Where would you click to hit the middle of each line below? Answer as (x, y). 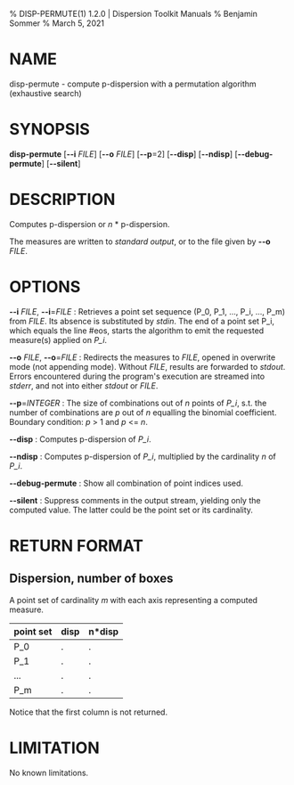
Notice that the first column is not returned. (88, 712)
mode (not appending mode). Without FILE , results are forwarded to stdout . (147, 366)
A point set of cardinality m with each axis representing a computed (134, 600)
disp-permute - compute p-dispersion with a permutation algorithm (133, 84)
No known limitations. (49, 773)
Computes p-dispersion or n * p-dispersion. (90, 224)
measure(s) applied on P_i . (58, 339)
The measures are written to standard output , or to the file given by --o (140, 241)
